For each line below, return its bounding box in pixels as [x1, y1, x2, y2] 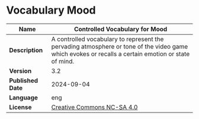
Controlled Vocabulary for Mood [73, 25, 168, 33]
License [9, 103, 32, 111]
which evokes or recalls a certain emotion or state [51, 50, 190, 58]
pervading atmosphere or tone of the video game [51, 42, 188, 50]
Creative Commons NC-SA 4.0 [51, 103, 138, 111]
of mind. [51, 57, 75, 65]
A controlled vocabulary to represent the [51, 35, 164, 43]
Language [9, 93, 38, 101]
